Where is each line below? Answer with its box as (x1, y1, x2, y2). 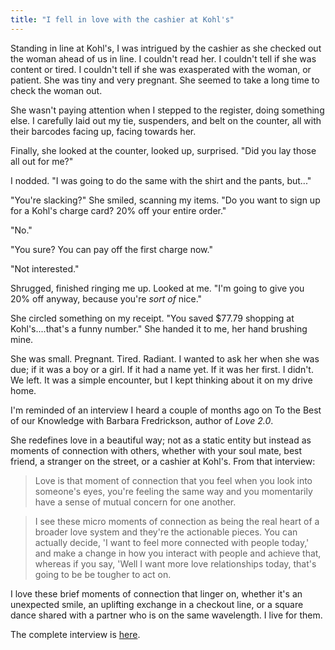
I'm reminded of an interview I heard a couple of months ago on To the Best (10, 404, 322, 416)
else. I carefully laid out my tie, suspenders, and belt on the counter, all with (10, 114, 322, 126)
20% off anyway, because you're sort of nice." (10, 292, 203, 305)
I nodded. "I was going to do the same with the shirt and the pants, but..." (10, 174, 312, 186)
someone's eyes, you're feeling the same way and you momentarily (34, 485, 313, 497)
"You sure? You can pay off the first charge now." (10, 243, 213, 255)
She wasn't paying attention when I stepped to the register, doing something (10, 104, 325, 116)
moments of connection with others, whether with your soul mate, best (10, 444, 303, 456)
